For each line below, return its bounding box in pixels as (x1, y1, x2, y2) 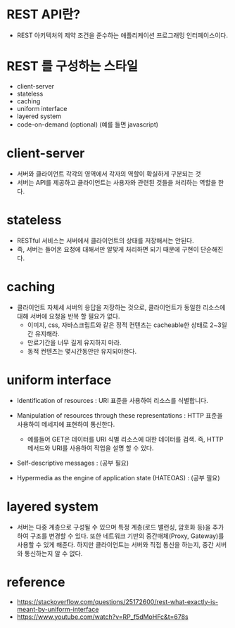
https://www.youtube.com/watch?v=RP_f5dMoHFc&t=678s (16, 613, 189, 621)
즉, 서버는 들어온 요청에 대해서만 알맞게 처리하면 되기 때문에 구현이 (16, 245, 199, 253)
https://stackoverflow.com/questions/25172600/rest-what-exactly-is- (16, 597, 219, 605)
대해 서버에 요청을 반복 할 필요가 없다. (16, 312, 120, 320)
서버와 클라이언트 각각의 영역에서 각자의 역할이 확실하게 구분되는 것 (16, 169, 201, 178)
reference (6, 574, 65, 590)
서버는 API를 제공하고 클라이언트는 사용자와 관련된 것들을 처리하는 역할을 (16, 178, 217, 186)
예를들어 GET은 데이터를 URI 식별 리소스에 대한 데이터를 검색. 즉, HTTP (27, 435, 224, 443)
